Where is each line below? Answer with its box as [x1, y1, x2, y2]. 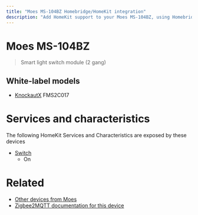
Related [6, 176, 44, 190]
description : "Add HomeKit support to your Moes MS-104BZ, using [6, 14, 170, 20]
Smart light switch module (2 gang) [20, 59, 106, 66]
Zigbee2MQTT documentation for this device [14, 202, 124, 209]
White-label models [6, 76, 80, 86]
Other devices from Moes [14, 196, 77, 203]
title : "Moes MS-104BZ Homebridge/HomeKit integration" [6, 8, 146, 15]
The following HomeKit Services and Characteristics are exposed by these [6, 132, 187, 139]
